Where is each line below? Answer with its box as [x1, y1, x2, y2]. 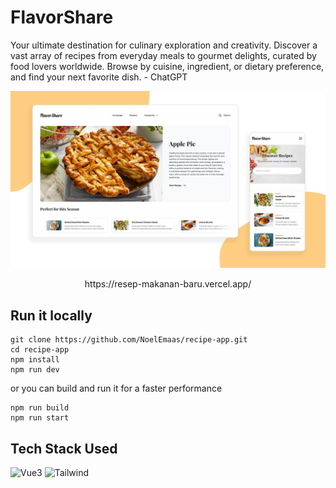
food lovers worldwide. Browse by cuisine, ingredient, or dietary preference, [10, 60, 325, 72]
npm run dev [10, 365, 60, 375]
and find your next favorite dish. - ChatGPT [10, 71, 188, 83]
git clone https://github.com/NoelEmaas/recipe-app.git [10, 335, 248, 345]
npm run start [10, 413, 70, 423]
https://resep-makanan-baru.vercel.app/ [84, 278, 252, 290]
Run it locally [10, 307, 93, 324]
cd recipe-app [10, 345, 70, 355]
